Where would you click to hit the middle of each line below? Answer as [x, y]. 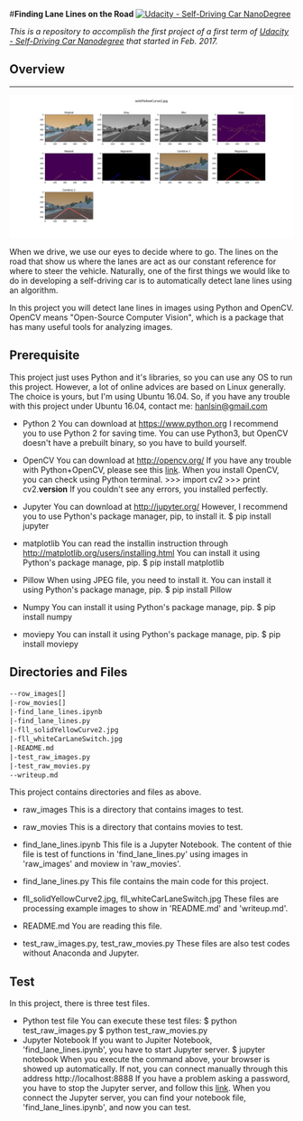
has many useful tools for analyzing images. [91, 326]
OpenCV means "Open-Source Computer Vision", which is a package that [147, 317]
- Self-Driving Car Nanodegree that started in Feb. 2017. [114, 41]
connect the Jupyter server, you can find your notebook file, [134, 1097]
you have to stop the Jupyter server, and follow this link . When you [146, 1088]
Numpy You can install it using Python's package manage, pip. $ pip [149, 607]
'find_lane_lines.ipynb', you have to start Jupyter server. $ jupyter [144, 1050]
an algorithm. [34, 290]
